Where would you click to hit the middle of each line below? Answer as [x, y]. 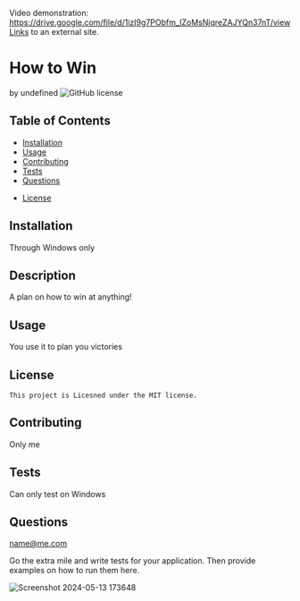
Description [42, 275]
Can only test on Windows [58, 494]
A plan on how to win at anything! [71, 297]
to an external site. [65, 32]
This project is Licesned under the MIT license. [104, 395]
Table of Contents [60, 121]
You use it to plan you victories [66, 347]
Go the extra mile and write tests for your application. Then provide [133, 561]
